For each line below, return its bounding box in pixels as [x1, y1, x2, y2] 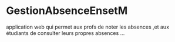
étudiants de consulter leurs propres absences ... [6, 29, 125, 36]
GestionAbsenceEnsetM [6, 4, 128, 17]
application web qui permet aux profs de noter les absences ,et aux [6, 23, 169, 30]
